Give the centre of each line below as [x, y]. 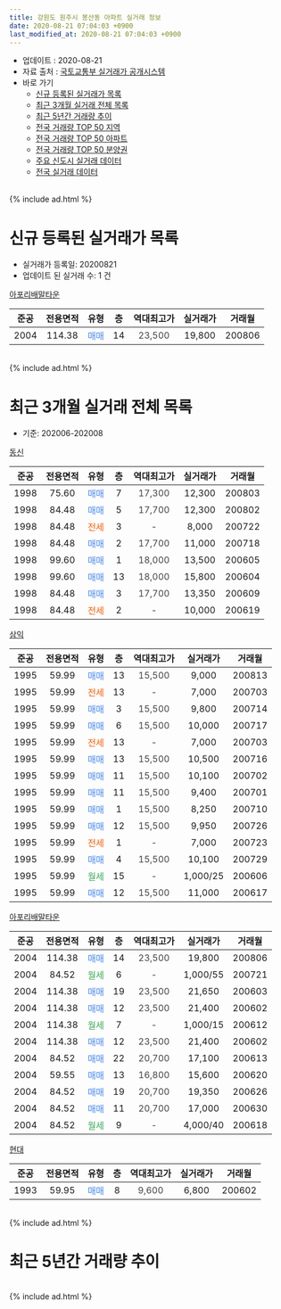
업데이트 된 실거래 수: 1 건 [66, 276]
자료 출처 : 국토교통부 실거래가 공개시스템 [94, 71]
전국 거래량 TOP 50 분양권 [81, 150]
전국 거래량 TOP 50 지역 [78, 128]
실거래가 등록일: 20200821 [70, 265]
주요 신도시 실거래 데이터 [79, 161]
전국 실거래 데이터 [66, 172]
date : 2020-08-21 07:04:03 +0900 [71, 26]
